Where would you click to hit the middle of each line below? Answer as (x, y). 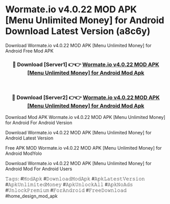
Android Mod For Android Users (39, 169)
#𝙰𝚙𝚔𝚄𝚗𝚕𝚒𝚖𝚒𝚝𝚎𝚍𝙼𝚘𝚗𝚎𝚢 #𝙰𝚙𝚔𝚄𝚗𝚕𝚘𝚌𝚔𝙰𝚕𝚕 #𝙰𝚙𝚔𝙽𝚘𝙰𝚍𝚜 (69, 184)
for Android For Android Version (39, 123)
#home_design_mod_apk (31, 196)
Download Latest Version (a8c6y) (78, 31)
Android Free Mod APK (29, 51)
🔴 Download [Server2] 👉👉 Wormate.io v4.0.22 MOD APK (86, 97)
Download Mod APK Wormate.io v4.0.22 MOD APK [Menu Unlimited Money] (86, 117)
